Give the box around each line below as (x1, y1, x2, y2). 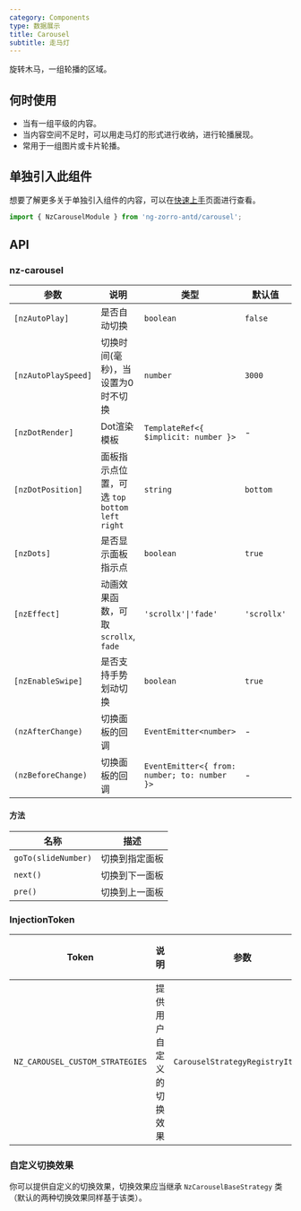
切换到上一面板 (100, 886, 164, 898)
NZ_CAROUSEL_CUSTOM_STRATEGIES (13, 1056, 148, 1067)
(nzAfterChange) (13, 726, 83, 737)
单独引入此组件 (9, 169, 92, 185)
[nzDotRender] (13, 427, 74, 438)
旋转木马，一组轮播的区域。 (9, 64, 112, 74)
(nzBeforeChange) (13, 770, 88, 780)
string (143, 485, 172, 495)
